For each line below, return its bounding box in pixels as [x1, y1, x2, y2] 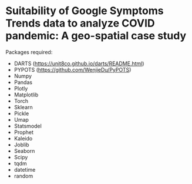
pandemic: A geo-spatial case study [5, 29, 187, 42]
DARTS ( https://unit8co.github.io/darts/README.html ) [14, 60, 144, 67]
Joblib [14, 141, 30, 148]
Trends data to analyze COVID [5, 16, 155, 30]
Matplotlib [14, 91, 39, 98]
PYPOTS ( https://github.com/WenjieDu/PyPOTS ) [14, 66, 132, 73]
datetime [14, 166, 36, 173]
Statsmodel [14, 122, 42, 129]
